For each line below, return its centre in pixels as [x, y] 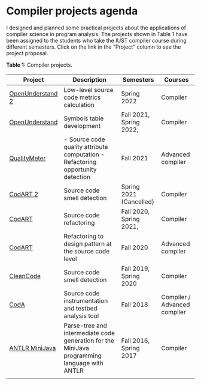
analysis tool [81, 315]
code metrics [82, 97]
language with [83, 363]
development [82, 126]
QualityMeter [28, 158]
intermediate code [89, 333]
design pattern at [88, 243]
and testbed [80, 308]
